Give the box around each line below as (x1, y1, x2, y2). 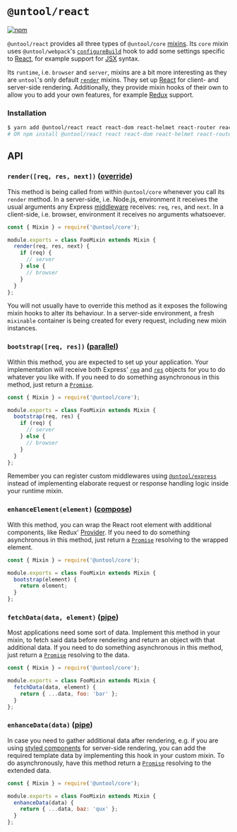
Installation (7, 108, 47, 118)
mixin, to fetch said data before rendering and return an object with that (7, 636, 215, 644)
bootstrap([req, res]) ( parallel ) (7, 342, 119, 351)
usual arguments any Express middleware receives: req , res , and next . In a (7, 203, 224, 211)
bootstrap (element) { (13, 576, 78, 583)
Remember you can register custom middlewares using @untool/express (7, 471, 217, 481)
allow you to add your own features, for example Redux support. (7, 90, 194, 99)
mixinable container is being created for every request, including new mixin (7, 316, 227, 325)
